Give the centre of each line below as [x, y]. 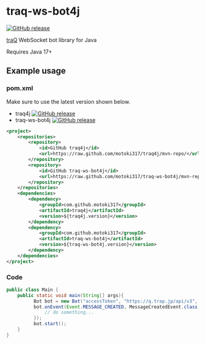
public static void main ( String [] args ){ [70, 295]
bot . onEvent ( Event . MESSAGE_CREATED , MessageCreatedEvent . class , [117, 307]
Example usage [36, 71]
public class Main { [33, 290]
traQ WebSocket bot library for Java [52, 40]
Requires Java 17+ [29, 52]
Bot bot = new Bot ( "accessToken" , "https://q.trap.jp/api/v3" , [116, 301]
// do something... [70, 312]
